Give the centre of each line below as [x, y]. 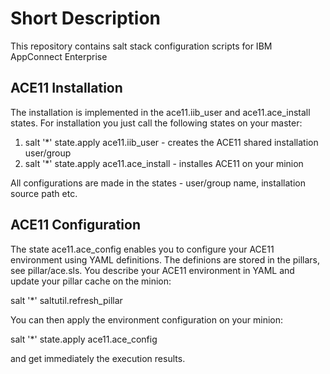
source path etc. [44, 193]
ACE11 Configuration [76, 225]
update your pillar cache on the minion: [91, 281]
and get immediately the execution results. [98, 358]
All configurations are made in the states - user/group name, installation [158, 183]
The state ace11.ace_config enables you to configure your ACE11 [142, 249]
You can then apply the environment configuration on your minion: [147, 319]
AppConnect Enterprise [59, 56]
